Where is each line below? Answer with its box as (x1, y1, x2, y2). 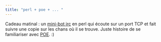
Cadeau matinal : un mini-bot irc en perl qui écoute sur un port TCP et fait (5, 21, 156, 27)
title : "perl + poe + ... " (5, 7, 64, 12)
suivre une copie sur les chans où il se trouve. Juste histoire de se (5, 26, 141, 32)
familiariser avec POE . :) (5, 31, 55, 37)
